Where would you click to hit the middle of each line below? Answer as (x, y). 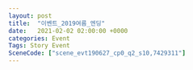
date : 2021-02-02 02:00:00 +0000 (68, 31)
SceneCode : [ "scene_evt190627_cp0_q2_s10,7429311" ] (97, 53)
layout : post (30, 16)
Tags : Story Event (39, 46)
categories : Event (39, 38)
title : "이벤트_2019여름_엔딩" (57, 23)
